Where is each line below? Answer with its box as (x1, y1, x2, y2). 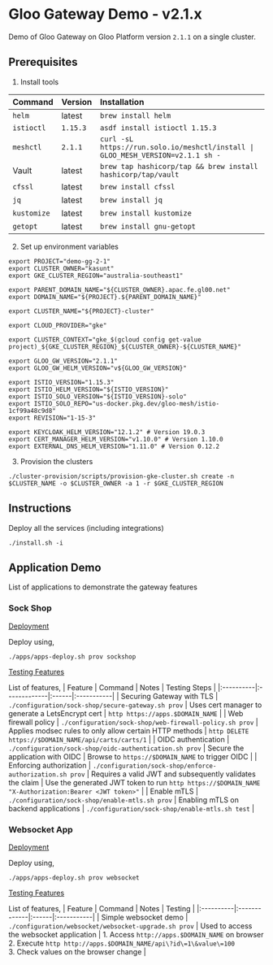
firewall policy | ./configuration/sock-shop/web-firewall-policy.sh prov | (8, 717, 258, 727)
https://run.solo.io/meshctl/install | (100, 142, 254, 151)
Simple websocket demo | (101, 912, 188, 922)
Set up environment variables (19, 241, 119, 251)
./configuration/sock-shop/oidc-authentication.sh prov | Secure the (8, 743, 245, 753)
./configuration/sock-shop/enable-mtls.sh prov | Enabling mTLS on (8, 794, 240, 805)
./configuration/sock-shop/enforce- (93, 762, 217, 770)
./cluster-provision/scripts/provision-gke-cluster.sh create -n (8, 472, 234, 480)
